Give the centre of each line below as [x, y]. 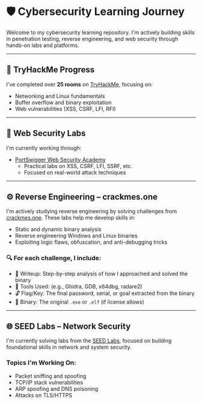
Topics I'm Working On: [41, 363]
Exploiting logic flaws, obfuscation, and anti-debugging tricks [91, 242]
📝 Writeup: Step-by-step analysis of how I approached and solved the [101, 273]
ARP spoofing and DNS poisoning [57, 388]
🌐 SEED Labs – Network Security [69, 327]
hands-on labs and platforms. [43, 45]
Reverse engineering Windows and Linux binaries [76, 236]
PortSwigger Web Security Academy [60, 160]
